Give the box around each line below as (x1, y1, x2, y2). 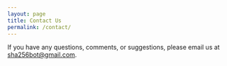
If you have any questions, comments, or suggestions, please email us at (7, 43, 220, 52)
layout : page (7, 10, 46, 18)
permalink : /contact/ (7, 23, 72, 31)
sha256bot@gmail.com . (7, 50, 77, 59)
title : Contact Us (7, 17, 62, 24)
